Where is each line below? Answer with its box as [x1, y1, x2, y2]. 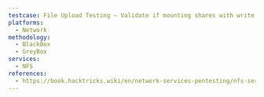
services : [8, 56, 41, 63]
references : [8, 70, 47, 77]
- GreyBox [15, 48, 47, 56]
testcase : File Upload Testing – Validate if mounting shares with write [8, 11, 255, 20]
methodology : [8, 33, 51, 41]
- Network [15, 26, 47, 34]
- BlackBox [15, 41, 51, 48]
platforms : [8, 19, 44, 27]
